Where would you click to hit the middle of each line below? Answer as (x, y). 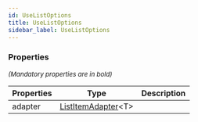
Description (164, 93)
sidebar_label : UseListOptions (59, 30)
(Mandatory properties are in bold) (60, 74)
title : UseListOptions (45, 23)
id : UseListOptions (40, 15)
